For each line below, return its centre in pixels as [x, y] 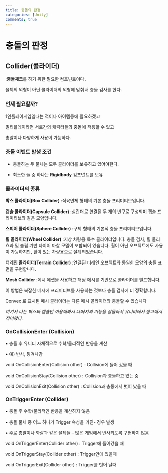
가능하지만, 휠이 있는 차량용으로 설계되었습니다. [57, 252]
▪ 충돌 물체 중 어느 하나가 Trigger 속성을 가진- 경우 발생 [60, 422]
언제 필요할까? [22, 104]
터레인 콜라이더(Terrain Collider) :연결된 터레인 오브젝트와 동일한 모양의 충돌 [81, 262]
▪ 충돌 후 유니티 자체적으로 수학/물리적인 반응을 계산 [56, 343]
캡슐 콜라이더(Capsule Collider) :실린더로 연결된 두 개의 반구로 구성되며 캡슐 [81, 212]
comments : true [21, 19]
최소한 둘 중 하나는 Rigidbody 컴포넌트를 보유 [58, 174]
